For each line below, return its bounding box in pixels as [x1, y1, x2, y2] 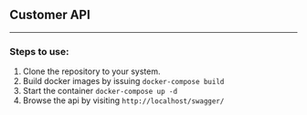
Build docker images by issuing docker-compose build [22, 76, 225, 87]
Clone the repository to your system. [22, 66, 162, 77]
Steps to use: [9, 45, 69, 57]
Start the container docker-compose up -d [22, 86, 178, 97]
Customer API [9, 7, 91, 23]
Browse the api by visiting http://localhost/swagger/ [22, 95, 225, 106]
